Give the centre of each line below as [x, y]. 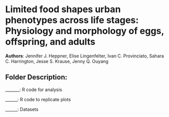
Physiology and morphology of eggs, [85, 31]
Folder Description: [36, 77]
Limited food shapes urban [63, 9]
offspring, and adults [50, 42]
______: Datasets [22, 109]
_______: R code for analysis [34, 90]
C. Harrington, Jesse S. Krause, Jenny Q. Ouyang [57, 61]
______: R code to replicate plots [38, 99]
